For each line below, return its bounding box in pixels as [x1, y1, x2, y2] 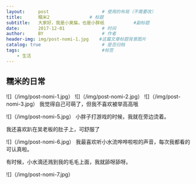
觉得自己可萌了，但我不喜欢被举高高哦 [44, 100, 138, 107]
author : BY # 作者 [6, 31, 116, 37]
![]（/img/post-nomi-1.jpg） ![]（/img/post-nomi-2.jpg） [6, 93, 143, 100]
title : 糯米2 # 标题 [6, 14, 104, 20]
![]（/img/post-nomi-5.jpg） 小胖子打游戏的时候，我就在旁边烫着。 [6, 113, 169, 120]
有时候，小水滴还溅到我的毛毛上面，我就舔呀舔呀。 [6, 158, 131, 166]
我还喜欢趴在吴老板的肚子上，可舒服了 [6, 126, 100, 133]
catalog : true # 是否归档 [6, 42, 125, 48]
